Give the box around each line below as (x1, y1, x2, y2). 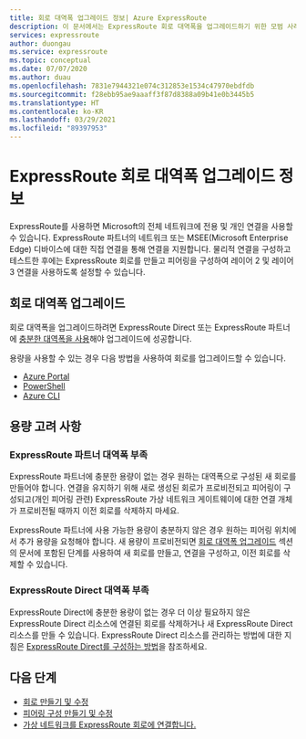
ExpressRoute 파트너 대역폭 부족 (9, 449, 148, 461)
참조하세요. (168, 640, 208, 651)
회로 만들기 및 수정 (22, 696, 89, 707)
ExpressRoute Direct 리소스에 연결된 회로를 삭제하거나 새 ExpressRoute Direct (9, 618, 293, 628)
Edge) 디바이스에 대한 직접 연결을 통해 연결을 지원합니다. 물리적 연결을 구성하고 (9, 243, 291, 254)
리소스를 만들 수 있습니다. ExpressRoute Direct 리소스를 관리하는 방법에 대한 (9, 629, 282, 640)
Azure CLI (22, 390, 61, 401)
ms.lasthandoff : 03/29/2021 (9, 115, 117, 124)
